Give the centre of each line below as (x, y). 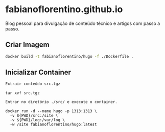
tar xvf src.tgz (22, 93)
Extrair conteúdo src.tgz (33, 84)
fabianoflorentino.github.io (64, 9)
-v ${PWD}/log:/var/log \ (38, 120)
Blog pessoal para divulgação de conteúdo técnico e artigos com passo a (83, 23)
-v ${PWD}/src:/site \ (34, 116)
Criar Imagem (27, 45)
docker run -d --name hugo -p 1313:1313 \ (51, 111)
